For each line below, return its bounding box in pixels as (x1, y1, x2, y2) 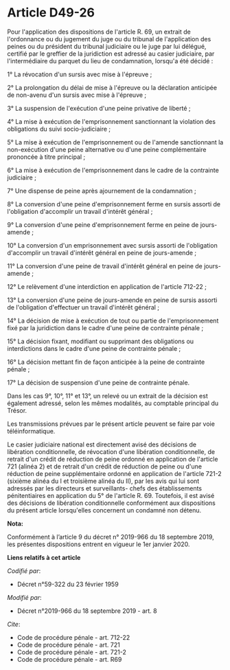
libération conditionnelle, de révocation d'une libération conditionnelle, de (7, 447, 215, 455)
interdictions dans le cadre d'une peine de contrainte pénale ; (7, 344, 181, 352)
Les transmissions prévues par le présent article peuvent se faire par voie (7, 420, 215, 428)
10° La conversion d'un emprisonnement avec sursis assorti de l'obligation (7, 241, 218, 249)
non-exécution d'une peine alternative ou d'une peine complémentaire (7, 145, 207, 153)
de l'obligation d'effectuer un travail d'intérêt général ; (7, 303, 160, 311)
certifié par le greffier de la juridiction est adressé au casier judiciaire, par (7, 50, 215, 58)
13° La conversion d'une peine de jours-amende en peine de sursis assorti (7, 296, 218, 304)
